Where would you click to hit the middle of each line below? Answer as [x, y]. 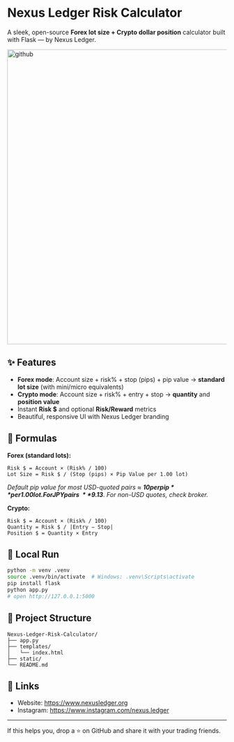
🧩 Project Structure [49, 618]
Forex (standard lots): [39, 455]
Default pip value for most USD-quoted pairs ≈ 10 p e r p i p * [91, 487]
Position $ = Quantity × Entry [53, 533]
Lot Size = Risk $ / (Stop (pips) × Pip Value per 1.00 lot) [98, 474]
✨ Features [32, 363]
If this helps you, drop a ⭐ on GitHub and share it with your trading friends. [114, 731]
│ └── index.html [36, 653]
